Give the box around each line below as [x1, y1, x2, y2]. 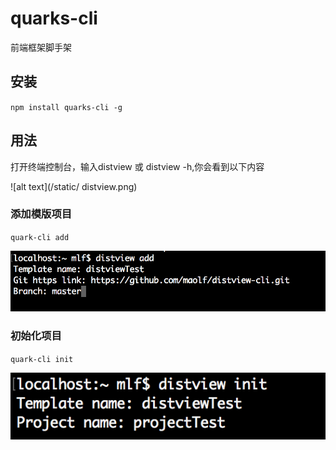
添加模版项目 [10, 207, 73, 221]
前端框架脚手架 [10, 41, 72, 53]
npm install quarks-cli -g [10, 102, 123, 112]
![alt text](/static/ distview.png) [10, 180, 138, 192]
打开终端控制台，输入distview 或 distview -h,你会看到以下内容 [10, 160, 265, 172]
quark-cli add [10, 232, 70, 242]
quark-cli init [10, 354, 74, 364]
